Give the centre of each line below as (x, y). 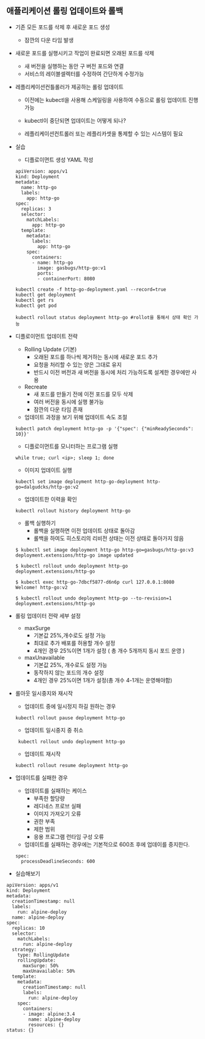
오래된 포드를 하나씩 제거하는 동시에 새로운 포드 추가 (95, 357)
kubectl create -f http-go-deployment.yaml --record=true (91, 289)
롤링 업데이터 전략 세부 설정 (48, 616)
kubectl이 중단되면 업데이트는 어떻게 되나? (75, 120)
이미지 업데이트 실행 (48, 470)
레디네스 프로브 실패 (57, 806)
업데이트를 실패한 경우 (42, 778)
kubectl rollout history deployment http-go (73, 511)
